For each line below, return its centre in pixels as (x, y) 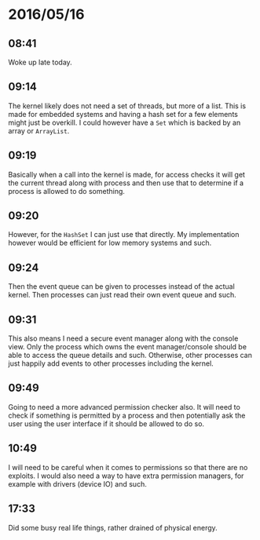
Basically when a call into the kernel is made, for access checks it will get (127, 174)
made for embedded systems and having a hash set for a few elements (123, 114)
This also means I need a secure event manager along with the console (123, 338)
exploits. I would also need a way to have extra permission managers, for (126, 476)
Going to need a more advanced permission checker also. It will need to (125, 407)
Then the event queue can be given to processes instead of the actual (122, 286)
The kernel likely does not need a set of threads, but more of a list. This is (127, 106)
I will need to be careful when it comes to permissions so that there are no (128, 467)
